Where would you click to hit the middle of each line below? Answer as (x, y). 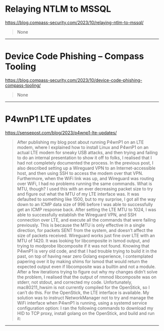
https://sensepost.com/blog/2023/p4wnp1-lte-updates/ (61, 132)
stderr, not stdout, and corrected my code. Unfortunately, (75, 282)
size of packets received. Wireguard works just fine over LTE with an (86, 235)
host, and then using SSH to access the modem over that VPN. (80, 173)
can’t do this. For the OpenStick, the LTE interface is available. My (83, 292)
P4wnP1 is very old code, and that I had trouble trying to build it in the (87, 251)
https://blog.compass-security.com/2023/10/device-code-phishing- (74, 80)
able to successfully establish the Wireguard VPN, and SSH (77, 215)
